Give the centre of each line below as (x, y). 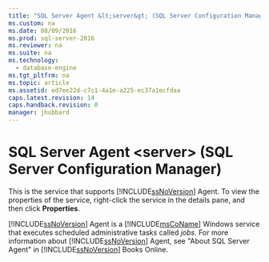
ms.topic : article (39, 83)
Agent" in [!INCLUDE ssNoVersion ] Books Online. (88, 249)
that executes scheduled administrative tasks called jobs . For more (118, 232)
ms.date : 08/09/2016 (43, 30)
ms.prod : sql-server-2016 (51, 38)
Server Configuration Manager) (115, 169)
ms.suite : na (30, 53)
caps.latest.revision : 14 (51, 98)
